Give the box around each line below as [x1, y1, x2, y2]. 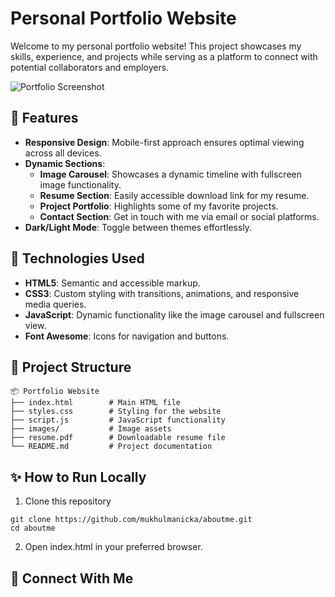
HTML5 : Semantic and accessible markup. [24, 277, 201, 289]
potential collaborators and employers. [10, 61, 170, 73]
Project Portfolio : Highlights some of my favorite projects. [39, 200, 279, 212]
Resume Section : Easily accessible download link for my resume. [39, 189, 310, 201]
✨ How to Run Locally [10, 468, 147, 486]
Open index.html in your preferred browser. [24, 541, 203, 553]
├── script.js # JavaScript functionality [10, 415, 226, 426]
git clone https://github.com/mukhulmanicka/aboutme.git [10, 515, 253, 525]
